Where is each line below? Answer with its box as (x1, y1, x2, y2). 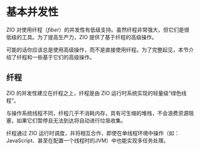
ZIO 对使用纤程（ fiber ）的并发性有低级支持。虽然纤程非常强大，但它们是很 (6, 26, 189, 33)
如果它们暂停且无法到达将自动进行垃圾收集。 (16, 117, 126, 124)
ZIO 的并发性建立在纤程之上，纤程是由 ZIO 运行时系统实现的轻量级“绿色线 (6, 90, 187, 97)
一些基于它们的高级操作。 (32, 53, 95, 60)
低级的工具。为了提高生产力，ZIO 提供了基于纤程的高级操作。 (6, 33, 158, 40)
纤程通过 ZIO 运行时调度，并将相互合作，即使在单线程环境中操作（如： (6, 129, 180, 136)
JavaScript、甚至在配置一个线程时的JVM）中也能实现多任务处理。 (6, 137, 169, 144)
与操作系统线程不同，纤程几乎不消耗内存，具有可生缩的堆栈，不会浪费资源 (6, 109, 189, 116)
